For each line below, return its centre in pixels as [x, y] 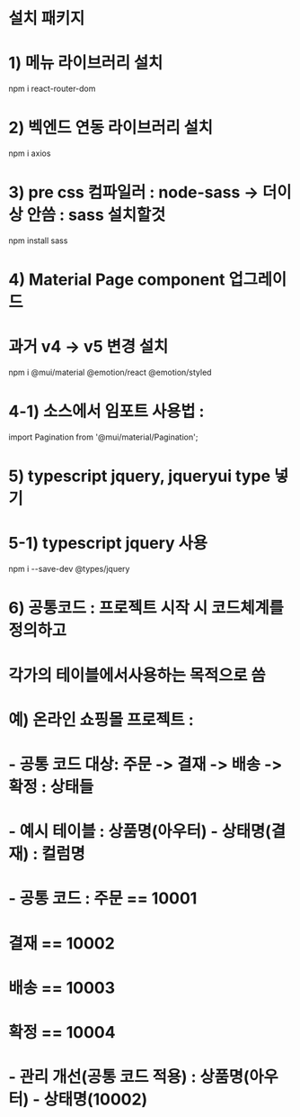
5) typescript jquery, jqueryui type [140, 476]
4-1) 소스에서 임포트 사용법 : [106, 412]
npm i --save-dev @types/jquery [69, 569]
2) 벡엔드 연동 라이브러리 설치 [110, 128]
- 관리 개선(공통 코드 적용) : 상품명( [129, 1077]
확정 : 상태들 [51, 787]
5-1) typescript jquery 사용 [108, 544]
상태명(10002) [96, 1099]
